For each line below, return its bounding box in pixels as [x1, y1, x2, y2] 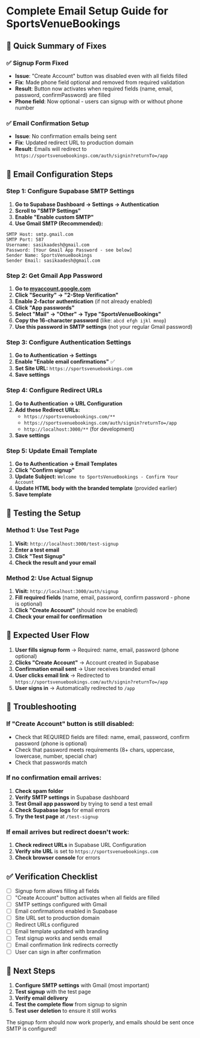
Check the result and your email [14, 559, 96, 566]
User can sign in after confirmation [14, 948, 101, 955]
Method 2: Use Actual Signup [6, 574, 93, 582]
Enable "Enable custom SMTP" [14, 213, 94, 220]
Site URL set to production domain [14, 915, 100, 922]
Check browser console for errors [14, 854, 101, 861]
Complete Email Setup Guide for [6, 4, 169, 18]
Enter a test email [14, 546, 60, 553]
